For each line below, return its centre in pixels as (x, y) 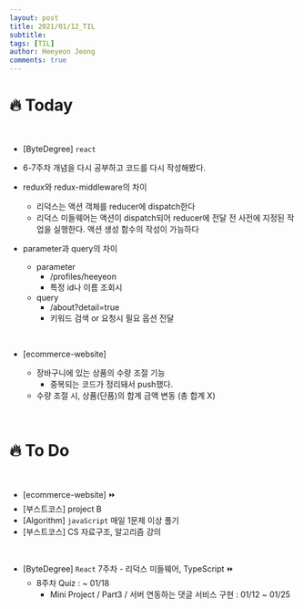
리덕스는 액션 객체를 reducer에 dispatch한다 (116, 206)
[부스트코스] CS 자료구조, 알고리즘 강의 (92, 532)
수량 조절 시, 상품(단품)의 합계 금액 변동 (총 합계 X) (126, 395)
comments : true (38, 60)
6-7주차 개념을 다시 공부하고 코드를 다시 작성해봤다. (114, 167)
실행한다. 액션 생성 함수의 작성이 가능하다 (126, 229)
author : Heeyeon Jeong (52, 52)
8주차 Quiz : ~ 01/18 (73, 583)
